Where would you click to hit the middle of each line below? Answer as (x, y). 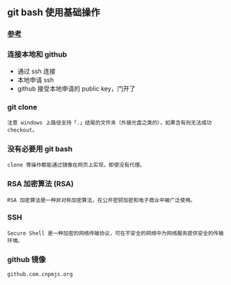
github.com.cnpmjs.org (40, 275)
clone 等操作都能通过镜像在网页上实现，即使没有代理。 (76, 165)
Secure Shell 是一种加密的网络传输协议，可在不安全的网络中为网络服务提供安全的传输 (115, 233)
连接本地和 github (37, 54)
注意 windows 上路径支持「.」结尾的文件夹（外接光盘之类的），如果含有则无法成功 (110, 123)
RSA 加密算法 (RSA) (41, 184)
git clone (22, 107)
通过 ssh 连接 (36, 71)
